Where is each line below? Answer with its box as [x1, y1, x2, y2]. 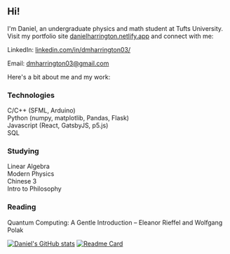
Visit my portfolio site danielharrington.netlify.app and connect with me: [7, 32, 214, 40]
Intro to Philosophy [7, 184, 62, 193]
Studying [7, 146, 40, 156]
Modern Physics [7, 170, 55, 178]
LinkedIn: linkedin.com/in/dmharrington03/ [7, 45, 131, 53]
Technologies [7, 90, 55, 100]
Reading [7, 202, 36, 212]
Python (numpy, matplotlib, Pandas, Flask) [7, 114, 130, 122]
